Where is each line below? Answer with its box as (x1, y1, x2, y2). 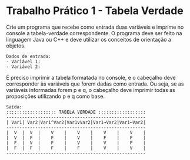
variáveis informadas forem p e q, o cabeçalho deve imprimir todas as (6, 86, 175, 93)
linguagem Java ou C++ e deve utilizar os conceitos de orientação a (6, 36, 172, 43)
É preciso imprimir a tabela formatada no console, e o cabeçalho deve (6, 74, 176, 81)
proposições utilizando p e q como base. (6, 93, 105, 100)
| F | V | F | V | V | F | (6, 139, 146, 146)
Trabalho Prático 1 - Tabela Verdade (6, 4, 184, 18)
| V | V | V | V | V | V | (6, 130, 146, 135)
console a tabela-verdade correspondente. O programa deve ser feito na (6, 29, 182, 36)
